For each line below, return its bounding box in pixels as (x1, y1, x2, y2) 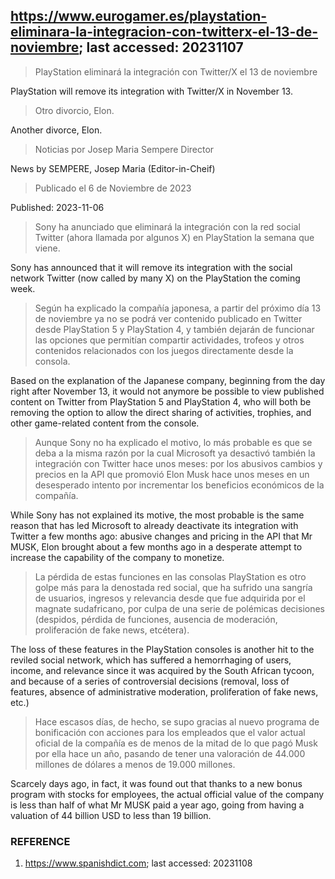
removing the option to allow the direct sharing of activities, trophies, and (10, 406, 312, 418)
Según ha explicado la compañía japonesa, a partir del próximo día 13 (34, 302, 322, 314)
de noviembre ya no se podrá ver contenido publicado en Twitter (34, 312, 303, 324)
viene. (34, 242, 61, 254)
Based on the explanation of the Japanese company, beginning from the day (10, 374, 326, 386)
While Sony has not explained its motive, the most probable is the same (10, 509, 305, 521)
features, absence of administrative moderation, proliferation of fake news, (10, 685, 319, 698)
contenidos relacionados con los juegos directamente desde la (34, 344, 294, 356)
